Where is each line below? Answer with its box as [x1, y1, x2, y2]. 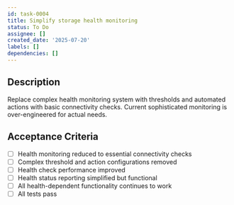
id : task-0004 [7, 10, 50, 18]
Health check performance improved [17, 165, 126, 174]
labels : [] [7, 43, 40, 50]
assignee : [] [7, 30, 46, 38]
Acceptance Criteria [7, 131, 99, 143]
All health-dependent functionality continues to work [17, 182, 172, 190]
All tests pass [17, 189, 57, 198]
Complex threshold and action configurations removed [17, 157, 177, 166]
